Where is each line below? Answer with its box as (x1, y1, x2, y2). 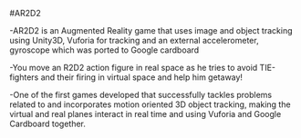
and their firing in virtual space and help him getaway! (40, 72, 244, 83)
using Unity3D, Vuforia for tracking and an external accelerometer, (9, 35, 259, 45)
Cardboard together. (9, 118, 87, 129)
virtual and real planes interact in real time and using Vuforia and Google (9, 109, 282, 119)
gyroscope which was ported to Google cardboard (9, 44, 200, 55)
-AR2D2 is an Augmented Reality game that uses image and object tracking (9, 25, 294, 35)
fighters (9, 72, 39, 83)
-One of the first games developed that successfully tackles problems (9, 90, 272, 100)
